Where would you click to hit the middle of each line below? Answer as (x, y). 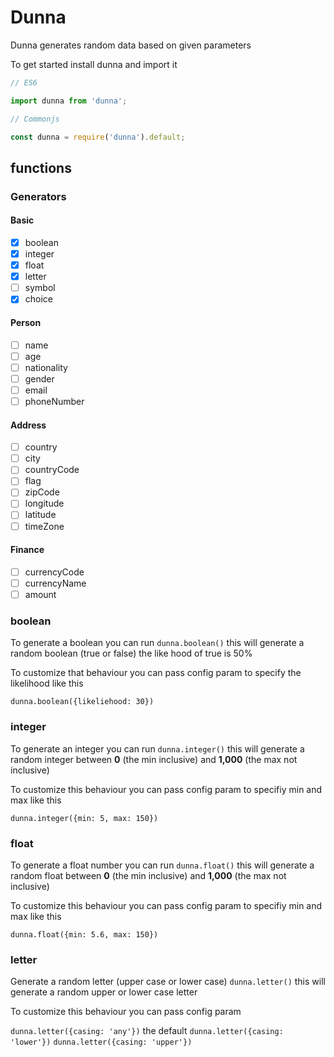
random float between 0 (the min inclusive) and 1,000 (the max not (148, 875)
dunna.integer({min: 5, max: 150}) (84, 818)
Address (28, 425)
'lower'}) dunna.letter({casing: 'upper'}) (101, 1042)
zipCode (42, 492)
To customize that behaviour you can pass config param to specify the (156, 673)
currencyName (55, 583)
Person (26, 322)
